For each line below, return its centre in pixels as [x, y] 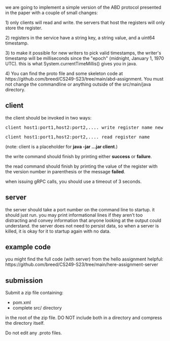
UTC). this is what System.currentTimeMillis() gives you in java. [71, 64]
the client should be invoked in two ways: [48, 118]
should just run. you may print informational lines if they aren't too [74, 215]
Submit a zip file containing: [34, 293]
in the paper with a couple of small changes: [52, 13]
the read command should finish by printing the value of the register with [81, 166]
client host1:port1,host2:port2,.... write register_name [79, 127]
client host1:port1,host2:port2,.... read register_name [78, 137]
